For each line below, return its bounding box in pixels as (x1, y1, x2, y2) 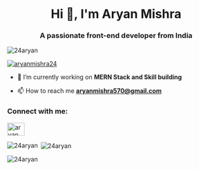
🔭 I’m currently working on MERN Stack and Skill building (17, 73, 182, 81)
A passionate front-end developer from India (39, 31, 193, 41)
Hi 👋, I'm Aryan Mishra (50, 6, 182, 22)
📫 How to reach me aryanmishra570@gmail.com (17, 87, 162, 95)
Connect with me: (7, 107, 68, 116)
